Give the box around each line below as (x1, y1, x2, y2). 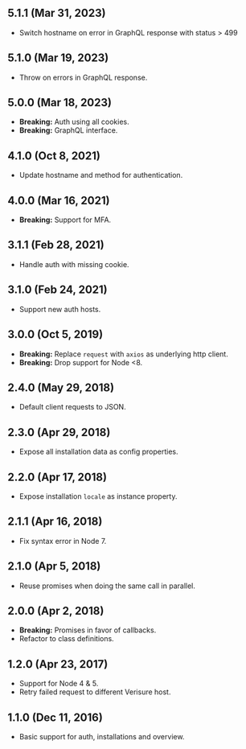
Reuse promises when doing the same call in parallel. (18, 581, 196, 591)
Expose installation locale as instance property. (18, 491, 178, 501)
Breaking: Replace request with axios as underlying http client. (18, 349, 228, 359)
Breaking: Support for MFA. (18, 215, 112, 224)
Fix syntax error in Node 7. (18, 536, 107, 545)
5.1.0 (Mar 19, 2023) (7, 51, 109, 65)
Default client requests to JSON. (18, 402, 126, 412)
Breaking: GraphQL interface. (18, 126, 118, 135)
